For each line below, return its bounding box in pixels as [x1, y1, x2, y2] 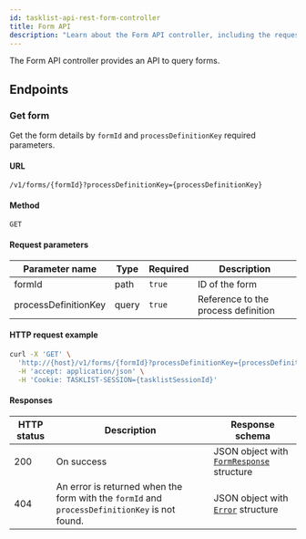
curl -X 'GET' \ [9, 349, 71, 358]
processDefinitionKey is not [56, 503, 176, 515]
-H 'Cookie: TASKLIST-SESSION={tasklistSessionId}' [17, 375, 219, 384]
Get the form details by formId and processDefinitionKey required [9, 130, 257, 141]
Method [9, 200, 40, 211]
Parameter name [23, 262, 97, 275]
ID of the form [197, 277, 258, 290]
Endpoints [9, 81, 69, 97]
